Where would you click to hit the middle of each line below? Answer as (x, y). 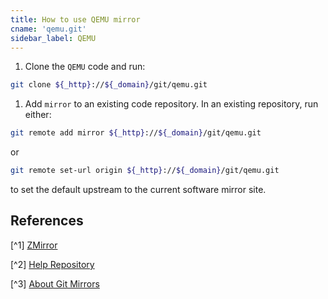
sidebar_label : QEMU (53, 38)
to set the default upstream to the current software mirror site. (138, 189)
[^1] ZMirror (34, 245)
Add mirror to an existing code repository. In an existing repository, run (171, 104)
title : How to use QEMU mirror (75, 19)
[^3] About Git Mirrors (55, 283)
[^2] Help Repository (52, 264)
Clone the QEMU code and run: (85, 67)
